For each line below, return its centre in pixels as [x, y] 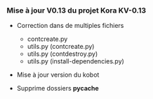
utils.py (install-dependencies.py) [75, 61]
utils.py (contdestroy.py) [62, 54]
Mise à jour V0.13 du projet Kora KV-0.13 [76, 10]
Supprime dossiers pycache [58, 89]
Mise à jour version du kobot [58, 75]
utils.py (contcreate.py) [61, 47]
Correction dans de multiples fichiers [70, 26]
